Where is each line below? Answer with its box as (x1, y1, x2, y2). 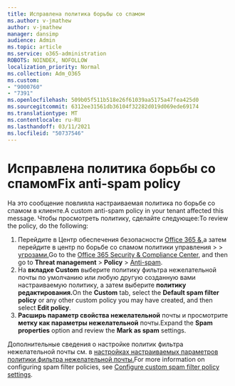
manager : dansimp (7, 30, 59, 38)
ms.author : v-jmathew (7, 17, 72, 24)
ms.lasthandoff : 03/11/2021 (7, 122, 91, 130)
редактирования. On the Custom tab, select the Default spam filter (17, 288, 219, 297)
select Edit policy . (17, 303, 71, 312)
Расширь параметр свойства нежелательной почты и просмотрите (17, 311, 229, 320)
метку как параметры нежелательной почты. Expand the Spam (17, 318, 214, 328)
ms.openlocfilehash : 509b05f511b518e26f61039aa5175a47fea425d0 (7, 97, 199, 104)
